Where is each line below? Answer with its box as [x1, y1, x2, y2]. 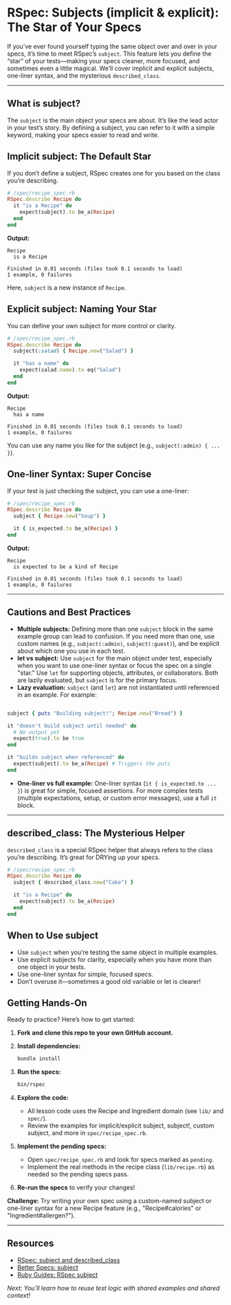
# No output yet [13, 729, 60, 735]
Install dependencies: [16, 1042, 81, 1050]
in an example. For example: [16, 690, 98, 699]
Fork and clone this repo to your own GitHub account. [16, 1028, 173, 1037]
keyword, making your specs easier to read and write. [7, 131, 159, 139]
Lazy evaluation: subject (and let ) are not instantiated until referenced [16, 683, 220, 691]
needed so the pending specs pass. [27, 1170, 129, 1178]
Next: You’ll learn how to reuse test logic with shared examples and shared [7, 1284, 220, 1292]
